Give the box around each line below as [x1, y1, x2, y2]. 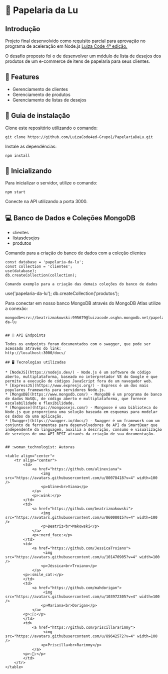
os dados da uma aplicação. [5, 414, 64, 419]
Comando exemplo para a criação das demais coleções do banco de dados [5, 281, 157, 287]
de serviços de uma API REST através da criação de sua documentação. [5, 432, 155, 437]
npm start [5, 189, 26, 195]
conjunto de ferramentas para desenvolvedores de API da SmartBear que [5, 423, 157, 428]
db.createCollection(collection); [5, 273, 77, 278]
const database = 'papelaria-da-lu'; [5, 260, 84, 265]
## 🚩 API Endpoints [5, 333, 46, 338]
